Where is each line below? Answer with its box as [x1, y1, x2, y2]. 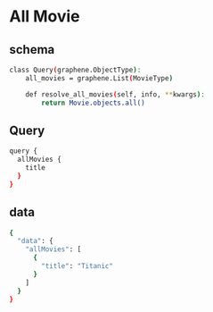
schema [9, 42, 55, 57]
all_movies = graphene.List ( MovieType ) [25, 73, 174, 82]
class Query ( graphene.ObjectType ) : [9, 65, 142, 74]
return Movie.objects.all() [41, 98, 145, 107]
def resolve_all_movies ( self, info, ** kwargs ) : [25, 89, 205, 99]
